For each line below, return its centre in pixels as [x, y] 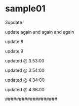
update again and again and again [39, 32]
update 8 [14, 41]
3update [14, 22]
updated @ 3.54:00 [25, 70]
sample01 [25, 9]
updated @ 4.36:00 [25, 89]
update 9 [14, 51]
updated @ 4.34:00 [25, 80]
